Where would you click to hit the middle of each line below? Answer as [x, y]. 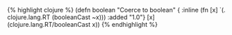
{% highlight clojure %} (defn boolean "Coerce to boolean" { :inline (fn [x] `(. [116, 10]
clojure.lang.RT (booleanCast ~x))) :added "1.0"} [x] [81, 17]
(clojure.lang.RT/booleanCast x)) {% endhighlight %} [83, 24]
